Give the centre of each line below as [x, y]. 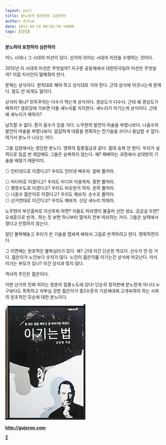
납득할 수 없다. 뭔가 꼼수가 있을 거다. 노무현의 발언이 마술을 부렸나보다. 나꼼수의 [82, 125]
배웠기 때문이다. [30, 161]
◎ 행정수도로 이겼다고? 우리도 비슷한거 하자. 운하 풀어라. [60, 188]
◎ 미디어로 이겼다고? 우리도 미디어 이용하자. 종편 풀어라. [60, 182]
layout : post [19, 10]
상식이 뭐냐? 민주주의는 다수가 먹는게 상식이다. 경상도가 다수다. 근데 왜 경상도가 [82, 102]
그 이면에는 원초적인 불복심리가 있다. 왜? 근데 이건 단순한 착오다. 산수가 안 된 [79, 251]
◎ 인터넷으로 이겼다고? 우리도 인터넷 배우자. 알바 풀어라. [60, 171]
